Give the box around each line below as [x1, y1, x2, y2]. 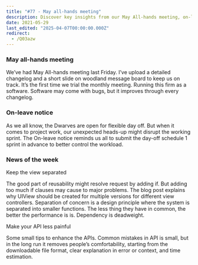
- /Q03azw [11, 36, 35, 42]
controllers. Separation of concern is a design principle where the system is [6, 198, 190, 206]
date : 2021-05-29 [6, 19, 49, 25]
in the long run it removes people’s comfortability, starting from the [6, 240, 168, 247]
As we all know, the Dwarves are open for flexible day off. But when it [6, 122, 174, 129]
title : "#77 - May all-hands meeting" [6, 8, 101, 15]
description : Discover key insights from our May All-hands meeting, [6, 14, 181, 20]
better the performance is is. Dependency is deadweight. [6, 211, 144, 218]
